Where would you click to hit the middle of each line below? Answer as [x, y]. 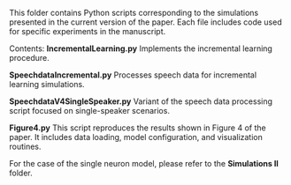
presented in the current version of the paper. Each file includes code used [145, 22]
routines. [25, 146]
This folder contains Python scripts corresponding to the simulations [134, 13]
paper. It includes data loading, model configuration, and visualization [136, 137]
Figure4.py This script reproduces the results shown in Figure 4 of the [138, 128]
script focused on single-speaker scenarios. [90, 111]
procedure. [30, 58]
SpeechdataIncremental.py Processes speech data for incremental [133, 75]
